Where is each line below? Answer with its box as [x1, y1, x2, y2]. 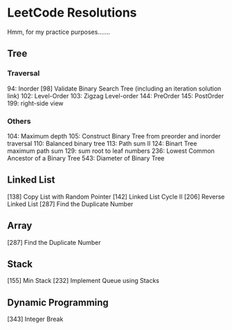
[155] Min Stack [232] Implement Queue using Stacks [7, 277, 159, 285]
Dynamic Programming [7, 296, 109, 309]
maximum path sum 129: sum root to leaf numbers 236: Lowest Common [7, 147, 215, 155]
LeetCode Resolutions [7, 5, 137, 21]
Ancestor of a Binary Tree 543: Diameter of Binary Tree [7, 154, 165, 162]
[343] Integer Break [7, 315, 64, 323]
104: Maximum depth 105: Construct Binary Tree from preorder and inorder [7, 131, 221, 140]
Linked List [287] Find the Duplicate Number [7, 199, 134, 208]
